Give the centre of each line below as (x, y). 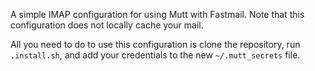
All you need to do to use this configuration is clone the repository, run (155, 44)
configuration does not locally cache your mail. (107, 25)
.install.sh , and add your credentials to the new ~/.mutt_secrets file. (155, 55)
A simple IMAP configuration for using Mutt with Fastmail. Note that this (157, 14)
